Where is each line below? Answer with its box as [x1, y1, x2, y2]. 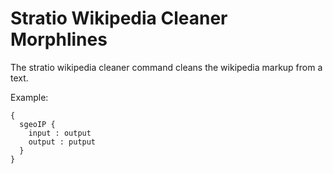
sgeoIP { [19, 119, 56, 129]
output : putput [28, 137, 97, 147]
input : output [28, 128, 92, 138]
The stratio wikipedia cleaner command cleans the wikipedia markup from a [10, 61, 323, 73]
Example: [10, 91, 49, 103]
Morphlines [10, 28, 108, 51]
